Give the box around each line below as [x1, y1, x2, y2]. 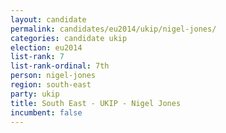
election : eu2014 [10, 42, 83, 53]
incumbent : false [10, 107, 83, 118]
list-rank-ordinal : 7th [10, 61, 110, 71]
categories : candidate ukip [10, 33, 128, 43]
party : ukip [10, 89, 60, 99]
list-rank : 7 [10, 52, 65, 62]
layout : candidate [10, 14, 87, 25]
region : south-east [10, 80, 92, 90]
